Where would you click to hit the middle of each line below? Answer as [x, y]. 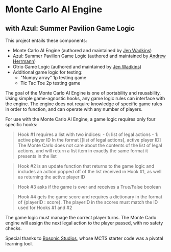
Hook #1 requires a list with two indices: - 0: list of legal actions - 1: [88, 134]
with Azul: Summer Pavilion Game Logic [70, 28]
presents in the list [37, 156]
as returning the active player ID [51, 177]
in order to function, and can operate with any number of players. [74, 109]
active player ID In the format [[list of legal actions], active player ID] [89, 140]
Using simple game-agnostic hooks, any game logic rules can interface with [85, 98]
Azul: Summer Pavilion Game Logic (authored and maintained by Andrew [89, 56]
